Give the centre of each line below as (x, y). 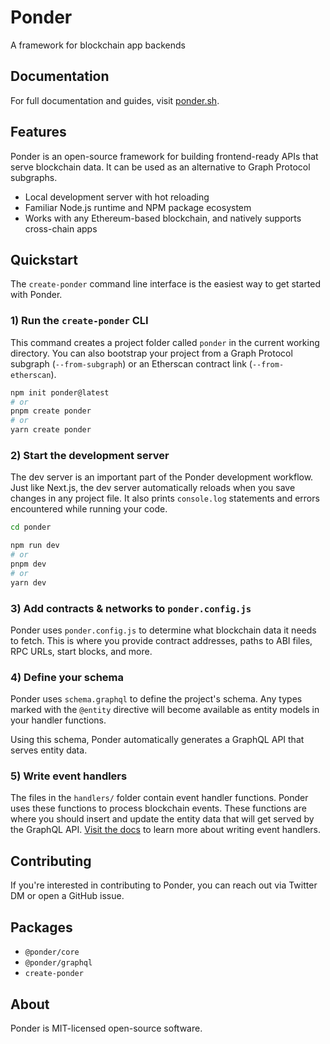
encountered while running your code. (89, 509)
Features (38, 132)
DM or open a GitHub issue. (67, 896)
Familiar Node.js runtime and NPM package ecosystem (138, 207)
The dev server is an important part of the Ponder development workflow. (162, 477)
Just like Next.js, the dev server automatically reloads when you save (153, 488)
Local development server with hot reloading (117, 197)
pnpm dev (28, 564)
